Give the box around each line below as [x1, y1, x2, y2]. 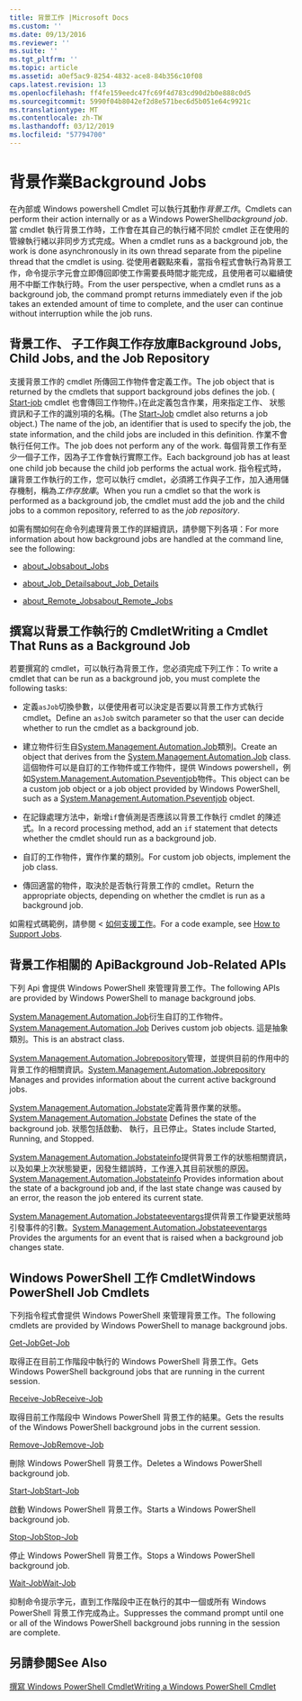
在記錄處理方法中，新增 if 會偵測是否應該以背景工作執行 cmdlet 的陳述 [22, 812, 281, 823]
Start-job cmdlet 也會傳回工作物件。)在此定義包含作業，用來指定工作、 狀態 [9, 397, 286, 408]
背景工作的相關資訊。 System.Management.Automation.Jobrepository [9, 1064, 266, 1075]
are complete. [9, 1627, 61, 1638]
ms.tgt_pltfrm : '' [9, 55, 78, 64]
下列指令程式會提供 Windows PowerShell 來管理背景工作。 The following [9, 1310, 276, 1321]
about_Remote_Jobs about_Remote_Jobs [22, 595, 173, 606]
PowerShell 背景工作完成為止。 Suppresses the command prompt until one [9, 1607, 285, 1618]
